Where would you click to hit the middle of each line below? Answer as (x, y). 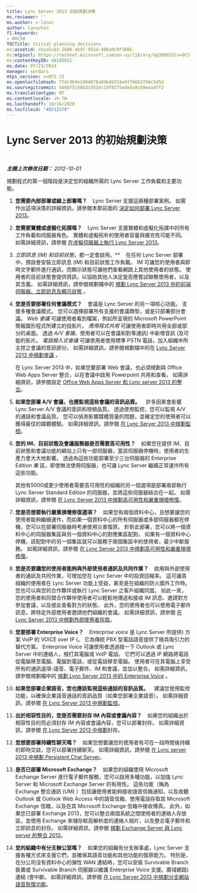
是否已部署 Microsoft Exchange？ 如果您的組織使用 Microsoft (91, 770)
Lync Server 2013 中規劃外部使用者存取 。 (65, 620)
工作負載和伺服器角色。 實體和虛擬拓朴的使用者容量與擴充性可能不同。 (100, 235)
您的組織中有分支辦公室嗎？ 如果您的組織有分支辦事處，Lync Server (99, 848)
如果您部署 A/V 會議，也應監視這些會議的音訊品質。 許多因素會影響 (98, 402)
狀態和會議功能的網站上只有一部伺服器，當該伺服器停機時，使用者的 (102, 451)
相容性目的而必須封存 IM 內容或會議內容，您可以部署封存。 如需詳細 (97, 723)
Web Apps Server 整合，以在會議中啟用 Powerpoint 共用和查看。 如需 (99, 375)
